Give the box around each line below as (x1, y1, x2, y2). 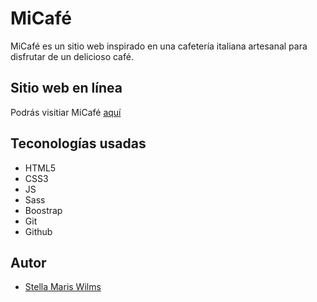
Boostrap (24, 204, 63, 216)
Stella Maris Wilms (24, 281, 102, 293)
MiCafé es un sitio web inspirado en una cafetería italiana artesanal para (10, 40, 308, 52)
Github (24, 225, 53, 237)
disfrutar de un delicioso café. (10, 50, 134, 62)
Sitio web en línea (10, 80, 123, 97)
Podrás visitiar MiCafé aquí (10, 106, 122, 118)
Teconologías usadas (10, 135, 147, 152)
